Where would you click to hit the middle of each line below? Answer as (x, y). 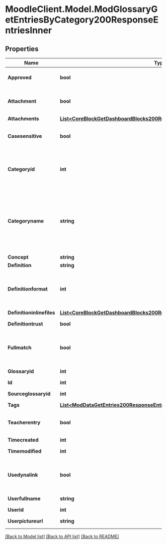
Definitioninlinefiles (32, 313)
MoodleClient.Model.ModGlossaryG (82, 9)
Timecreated (23, 440)
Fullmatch (20, 348)
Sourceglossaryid (29, 394)
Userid (16, 510)
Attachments (23, 119)
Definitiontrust (25, 324)
